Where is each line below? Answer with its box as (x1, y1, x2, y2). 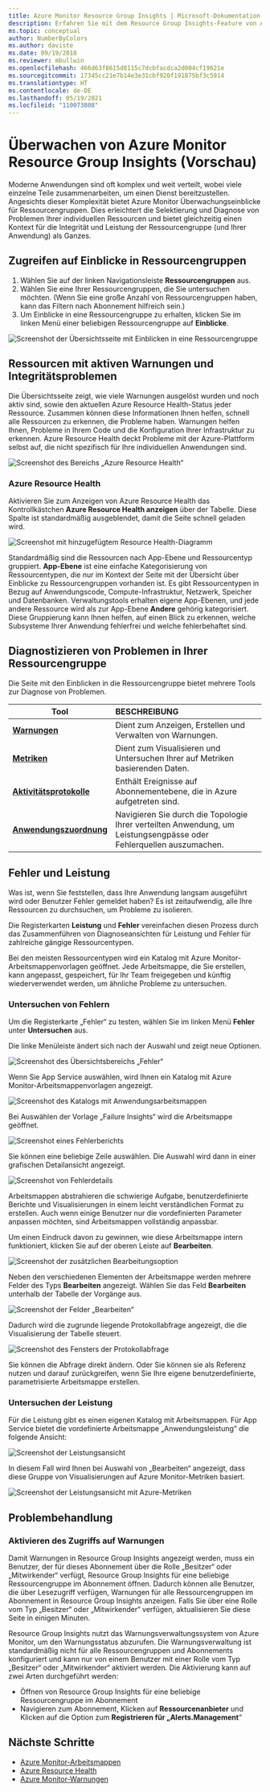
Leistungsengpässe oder (115, 828, 209, 840)
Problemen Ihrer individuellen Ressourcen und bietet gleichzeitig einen (8, 214, 243, 223)
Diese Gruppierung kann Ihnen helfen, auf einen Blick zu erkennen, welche (8, 612, 256, 622)
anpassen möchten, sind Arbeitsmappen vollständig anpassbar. (8, 1217, 219, 1226)
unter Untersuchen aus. (8, 1025, 88, 1035)
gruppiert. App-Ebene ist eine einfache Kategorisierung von (8, 561, 207, 571)
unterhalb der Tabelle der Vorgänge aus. (8, 1289, 142, 1299)
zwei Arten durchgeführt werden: (8, 1671, 119, 1680)
